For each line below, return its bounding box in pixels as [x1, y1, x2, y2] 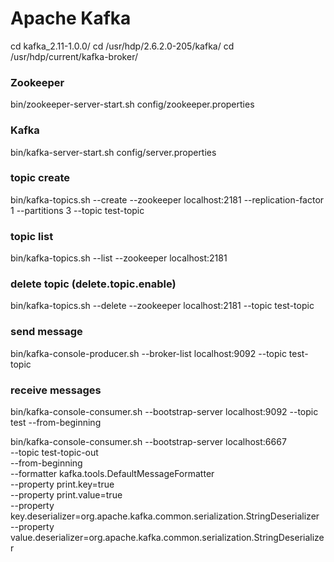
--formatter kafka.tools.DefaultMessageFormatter [10, 468, 215, 480]
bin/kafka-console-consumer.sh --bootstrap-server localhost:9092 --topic [10, 406, 319, 418]
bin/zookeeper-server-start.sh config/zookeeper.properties [10, 98, 255, 111]
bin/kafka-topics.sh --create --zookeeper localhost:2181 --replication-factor [10, 193, 325, 206]
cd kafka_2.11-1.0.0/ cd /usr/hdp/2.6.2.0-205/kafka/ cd [10, 40, 235, 52]
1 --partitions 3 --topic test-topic [10, 204, 145, 216]
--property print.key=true [10, 478, 115, 491]
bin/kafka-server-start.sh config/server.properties [10, 146, 217, 158]
